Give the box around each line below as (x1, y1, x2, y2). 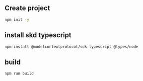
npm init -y (4, 17, 29, 22)
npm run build (4, 71, 34, 76)
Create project (4, 4, 50, 12)
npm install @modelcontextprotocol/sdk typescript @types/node (4, 44, 139, 49)
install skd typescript (4, 31, 71, 39)
